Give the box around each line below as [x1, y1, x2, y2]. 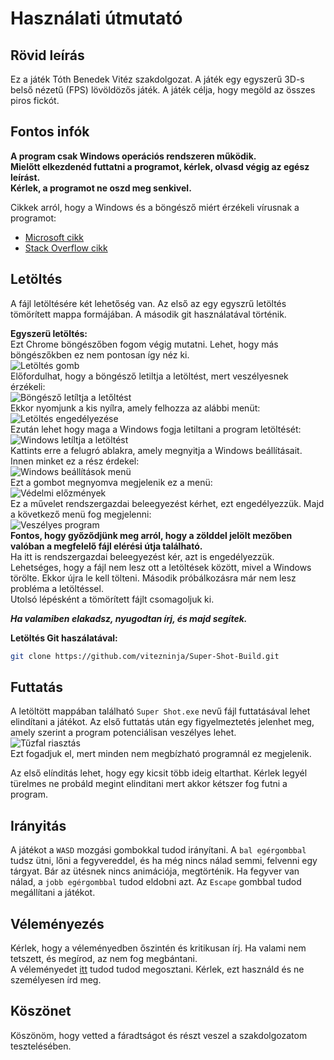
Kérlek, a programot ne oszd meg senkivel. [10, 182, 192, 194]
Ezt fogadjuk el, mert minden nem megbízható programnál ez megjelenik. [10, 748, 312, 760]
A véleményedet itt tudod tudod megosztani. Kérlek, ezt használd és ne [10, 963, 305, 975]
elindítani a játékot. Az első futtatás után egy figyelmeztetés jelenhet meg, [10, 716, 315, 728]
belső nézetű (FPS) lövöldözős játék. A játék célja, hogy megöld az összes [10, 84, 316, 96]
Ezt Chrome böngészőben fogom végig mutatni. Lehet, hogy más [10, 338, 279, 350]
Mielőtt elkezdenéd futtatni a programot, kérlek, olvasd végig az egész [10, 160, 310, 172]
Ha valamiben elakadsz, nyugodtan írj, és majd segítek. [10, 612, 248, 624]
